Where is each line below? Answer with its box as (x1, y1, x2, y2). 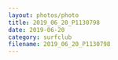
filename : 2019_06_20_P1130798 (8, 41, 111, 48)
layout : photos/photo (8, 11, 79, 19)
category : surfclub (8, 33, 72, 41)
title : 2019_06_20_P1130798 (8, 19, 101, 26)
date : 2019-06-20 (8, 26, 65, 34)
